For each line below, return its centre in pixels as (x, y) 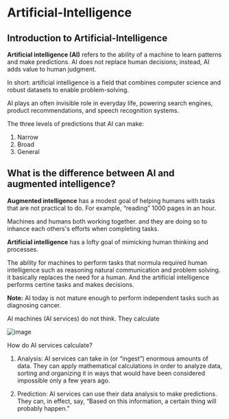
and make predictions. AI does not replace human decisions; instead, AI (108, 62)
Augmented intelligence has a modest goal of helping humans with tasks (111, 200)
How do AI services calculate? (50, 345)
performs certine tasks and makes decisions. (71, 284)
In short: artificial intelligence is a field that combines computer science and (114, 83)
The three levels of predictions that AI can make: (76, 124)
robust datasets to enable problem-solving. (68, 90)
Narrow (28, 137)
